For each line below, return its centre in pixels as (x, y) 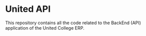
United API (28, 9)
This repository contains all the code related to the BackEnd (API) (73, 23)
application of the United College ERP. (45, 28)
